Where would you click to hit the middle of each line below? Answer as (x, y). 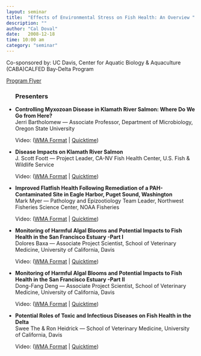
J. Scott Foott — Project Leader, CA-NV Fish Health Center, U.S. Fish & (102, 158)
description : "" (26, 23)
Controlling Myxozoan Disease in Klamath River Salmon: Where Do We (105, 110)
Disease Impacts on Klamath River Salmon (69, 152)
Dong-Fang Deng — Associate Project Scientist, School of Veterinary (100, 286)
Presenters (31, 96)
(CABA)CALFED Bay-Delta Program (50, 69)
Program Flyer (24, 80)
